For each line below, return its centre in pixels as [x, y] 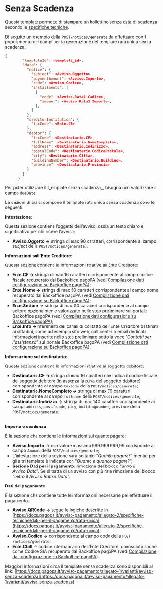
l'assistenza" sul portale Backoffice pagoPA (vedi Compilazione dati [80, 342]
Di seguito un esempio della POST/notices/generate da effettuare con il [76, 37]
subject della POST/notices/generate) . [50, 246]
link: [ [10, 571]
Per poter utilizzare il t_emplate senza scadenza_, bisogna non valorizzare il [81, 188]
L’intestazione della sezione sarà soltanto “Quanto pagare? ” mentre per [84, 456]
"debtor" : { [39, 133]
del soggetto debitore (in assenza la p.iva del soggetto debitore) [76, 381]
